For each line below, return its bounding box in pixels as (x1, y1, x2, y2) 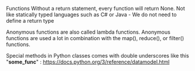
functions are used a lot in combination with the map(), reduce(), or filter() (6, 35, 184, 41)
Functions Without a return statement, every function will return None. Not (6, 5, 186, 12)
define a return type (6, 17, 54, 24)
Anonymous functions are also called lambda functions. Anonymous (6, 29, 171, 35)
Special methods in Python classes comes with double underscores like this (6, 52, 189, 59)
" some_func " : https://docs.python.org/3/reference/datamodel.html (6, 58, 170, 65)
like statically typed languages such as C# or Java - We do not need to (6, 11, 177, 18)
